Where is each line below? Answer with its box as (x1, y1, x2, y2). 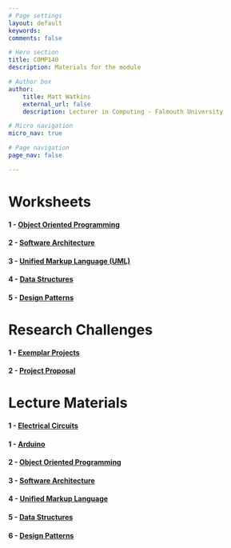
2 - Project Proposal (8, 366, 76, 376)
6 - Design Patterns (8, 530, 74, 540)
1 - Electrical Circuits (8, 421, 78, 430)
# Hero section (8, 49, 59, 57)
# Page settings (8, 11, 62, 20)
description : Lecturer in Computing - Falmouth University (22, 107, 224, 116)
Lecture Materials (8, 394, 128, 412)
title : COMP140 (8, 56, 59, 64)
